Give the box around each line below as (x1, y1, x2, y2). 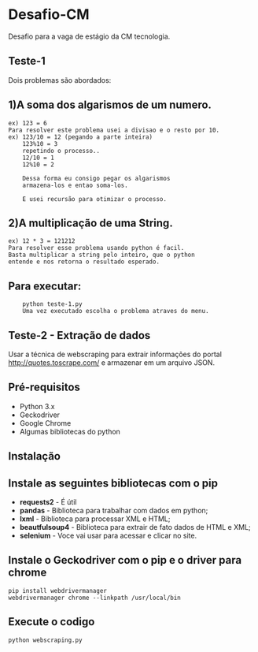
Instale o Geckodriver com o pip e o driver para (8, 553, 242, 567)
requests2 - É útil (19, 497, 77, 507)
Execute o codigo (8, 615, 95, 628)
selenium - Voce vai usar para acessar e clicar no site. (19, 531, 197, 541)
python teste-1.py (22, 300, 83, 308)
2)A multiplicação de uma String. (8, 216, 173, 229)
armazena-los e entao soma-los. (22, 181, 128, 189)
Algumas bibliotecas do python (19, 427, 120, 436)
